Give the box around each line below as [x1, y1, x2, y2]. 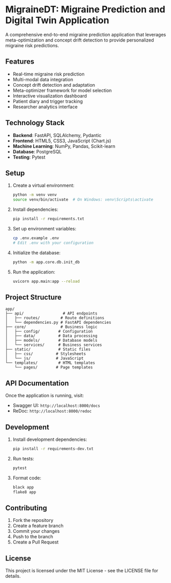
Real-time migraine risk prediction [12, 71, 85, 77]
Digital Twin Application [5, 14, 109, 26]
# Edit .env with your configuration [12, 240, 94, 245]
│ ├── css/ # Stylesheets [5, 352, 86, 357]
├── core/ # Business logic [5, 324, 98, 329]
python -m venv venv [12, 192, 57, 198]
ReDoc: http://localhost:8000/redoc [12, 408, 92, 414]
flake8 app [12, 489, 36, 495]
